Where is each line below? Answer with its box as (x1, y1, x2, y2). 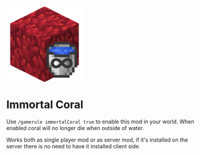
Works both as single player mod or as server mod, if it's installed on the (6, 136, 188, 143)
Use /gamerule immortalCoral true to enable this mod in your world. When (6, 118, 195, 125)
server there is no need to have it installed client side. (6, 142, 141, 150)
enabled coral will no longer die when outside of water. (6, 124, 145, 131)
